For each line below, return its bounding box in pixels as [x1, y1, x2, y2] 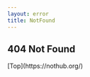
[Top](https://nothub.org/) [7, 61, 84, 71]
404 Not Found [7, 43, 76, 55]
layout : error [7, 10, 50, 18]
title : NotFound [7, 17, 55, 24]
